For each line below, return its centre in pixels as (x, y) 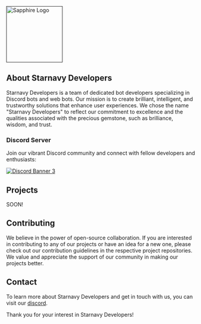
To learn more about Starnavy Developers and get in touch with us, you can (100, 296)
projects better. (25, 263)
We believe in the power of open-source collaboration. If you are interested (99, 238)
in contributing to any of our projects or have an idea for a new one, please (99, 244)
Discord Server (28, 140)
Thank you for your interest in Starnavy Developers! (70, 314)
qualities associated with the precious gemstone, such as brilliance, (90, 118)
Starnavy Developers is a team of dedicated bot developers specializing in (98, 92)
